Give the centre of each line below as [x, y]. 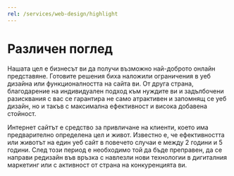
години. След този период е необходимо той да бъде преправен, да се [115, 150]
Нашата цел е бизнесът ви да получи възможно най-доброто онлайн [111, 69]
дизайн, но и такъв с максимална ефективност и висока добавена [107, 106]
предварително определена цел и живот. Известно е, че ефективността [116, 134]
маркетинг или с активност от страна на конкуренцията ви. [97, 165]
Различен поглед [60, 48]
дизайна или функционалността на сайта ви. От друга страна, [100, 83]
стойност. [22, 113]
